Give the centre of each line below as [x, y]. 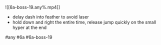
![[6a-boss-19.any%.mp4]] [33, 7]
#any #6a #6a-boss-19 [29, 37]
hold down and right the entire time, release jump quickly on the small [84, 22]
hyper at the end [29, 27]
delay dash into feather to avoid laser [50, 17]
